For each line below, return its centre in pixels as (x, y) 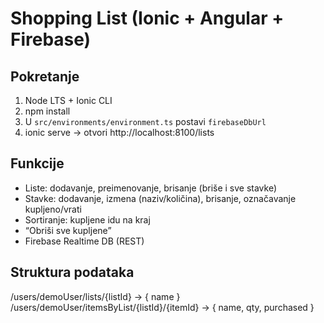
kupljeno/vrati (53, 209)
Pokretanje (45, 76)
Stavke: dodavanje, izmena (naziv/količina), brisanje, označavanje (160, 198)
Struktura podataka (72, 272)
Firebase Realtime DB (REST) (84, 241)
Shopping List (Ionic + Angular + (147, 18)
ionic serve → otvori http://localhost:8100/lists (119, 132)
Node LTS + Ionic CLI (68, 100)
